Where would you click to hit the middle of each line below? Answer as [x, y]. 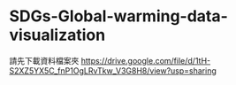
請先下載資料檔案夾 [44, 60]
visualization [57, 35]
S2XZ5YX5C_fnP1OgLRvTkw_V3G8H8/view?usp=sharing [113, 70]
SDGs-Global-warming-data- [118, 16]
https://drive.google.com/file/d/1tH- [145, 60]
